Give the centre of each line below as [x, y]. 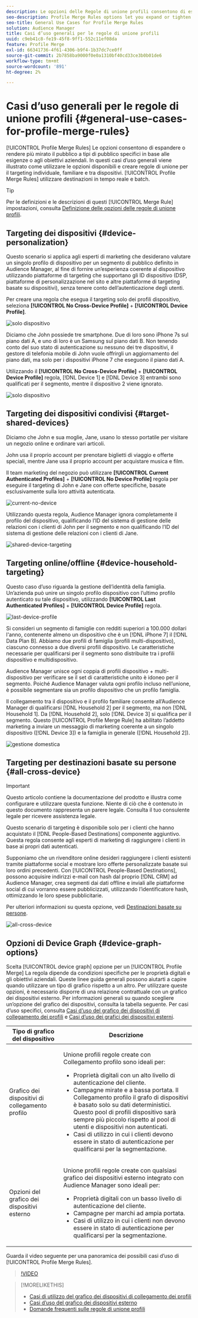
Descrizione [126, 1035]
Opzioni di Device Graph [52, 943]
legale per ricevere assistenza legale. [51, 816]
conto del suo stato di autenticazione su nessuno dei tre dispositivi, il [90, 347]
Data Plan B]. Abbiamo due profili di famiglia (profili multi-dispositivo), [91, 640]
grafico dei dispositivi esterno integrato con [123, 1178]
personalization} [37, 242]
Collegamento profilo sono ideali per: [114, 1062]
